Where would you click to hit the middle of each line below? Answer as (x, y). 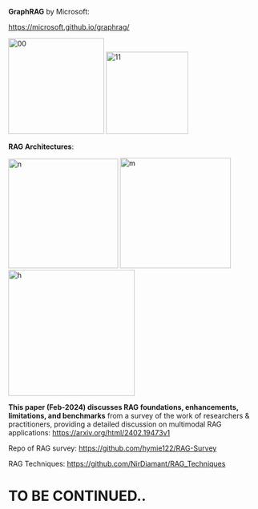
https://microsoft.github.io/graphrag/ (69, 27)
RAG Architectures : (41, 146)
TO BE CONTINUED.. (77, 496)
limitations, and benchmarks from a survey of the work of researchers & (129, 416)
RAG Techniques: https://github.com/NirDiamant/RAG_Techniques (117, 464)
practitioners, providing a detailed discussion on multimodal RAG (115, 424)
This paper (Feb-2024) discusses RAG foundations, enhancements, (123, 407)
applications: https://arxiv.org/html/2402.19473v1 (89, 433)
